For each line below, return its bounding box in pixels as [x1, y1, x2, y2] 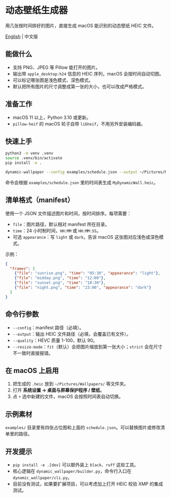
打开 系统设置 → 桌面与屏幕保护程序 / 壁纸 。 [12, 387, 105, 393]
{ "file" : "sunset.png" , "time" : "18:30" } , [14, 280, 106, 286]
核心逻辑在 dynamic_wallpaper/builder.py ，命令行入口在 [12, 468, 132, 474]
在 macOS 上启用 [5, 366, 59, 375]
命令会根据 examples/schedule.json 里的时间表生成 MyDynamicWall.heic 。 [5, 179, 159, 185]
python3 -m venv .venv [5, 151, 53, 156]
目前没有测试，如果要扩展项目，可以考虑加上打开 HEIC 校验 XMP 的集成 [12, 481, 163, 487]
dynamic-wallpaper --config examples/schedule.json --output [5, 169, 138, 175]
